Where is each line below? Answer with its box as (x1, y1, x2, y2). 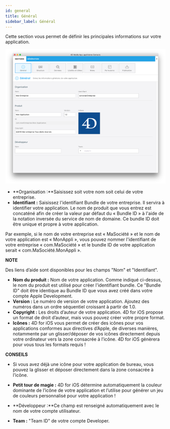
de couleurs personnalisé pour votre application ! (12, 393, 116, 399)
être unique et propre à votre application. (12, 221, 99, 227)
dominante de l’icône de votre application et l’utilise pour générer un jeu (12, 387, 164, 393)
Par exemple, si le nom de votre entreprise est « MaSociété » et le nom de (5, 231, 160, 237)
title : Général (5, 13, 38, 19)
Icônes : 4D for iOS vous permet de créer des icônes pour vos (12, 320, 144, 326)
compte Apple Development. (12, 293, 73, 299)
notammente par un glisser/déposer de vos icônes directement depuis (12, 331, 160, 337)
